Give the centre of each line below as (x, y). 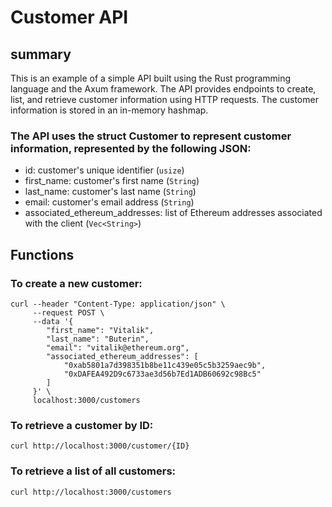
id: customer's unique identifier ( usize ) (104, 170)
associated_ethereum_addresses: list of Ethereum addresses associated (173, 213)
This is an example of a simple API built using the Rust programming (151, 78)
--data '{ (53, 321)
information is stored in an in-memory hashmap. (109, 110)
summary (41, 54)
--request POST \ (68, 312)
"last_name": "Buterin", (98, 339)
